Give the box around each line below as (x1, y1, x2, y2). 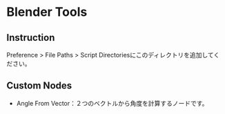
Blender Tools (6, 4, 88, 20)
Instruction (6, 32, 55, 44)
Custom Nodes (6, 80, 72, 92)
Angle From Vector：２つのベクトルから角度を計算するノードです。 (16, 99, 208, 107)
